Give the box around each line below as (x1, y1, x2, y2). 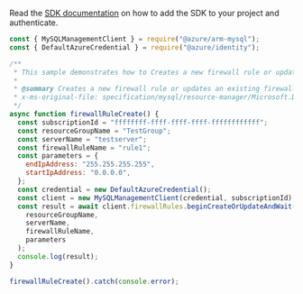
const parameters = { (17, 152, 99, 161)
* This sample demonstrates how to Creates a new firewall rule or (13, 68, 272, 77)
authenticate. (9, 17, 59, 28)
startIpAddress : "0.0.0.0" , (25, 169, 131, 178)
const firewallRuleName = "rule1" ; (17, 143, 151, 152)
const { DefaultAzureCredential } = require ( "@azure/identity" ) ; (9, 42, 260, 52)
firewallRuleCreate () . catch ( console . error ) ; (9, 277, 179, 286)
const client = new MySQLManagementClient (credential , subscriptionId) (17, 193, 293, 202)
